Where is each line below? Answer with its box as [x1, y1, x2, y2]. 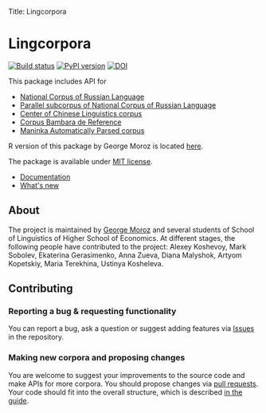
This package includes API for [8, 76, 107, 86]
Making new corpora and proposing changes [8, 352, 186, 364]
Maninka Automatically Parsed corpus [19, 125, 145, 135]
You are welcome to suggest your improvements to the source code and [8, 370, 245, 380]
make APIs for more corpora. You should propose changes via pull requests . [8, 379, 259, 388]
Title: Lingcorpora [8, 7, 67, 16]
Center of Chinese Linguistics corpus [19, 108, 143, 118]
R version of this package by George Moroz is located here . [8, 141, 204, 151]
